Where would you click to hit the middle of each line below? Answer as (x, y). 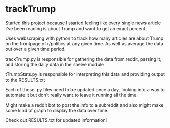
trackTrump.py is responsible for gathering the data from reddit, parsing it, (83, 59)
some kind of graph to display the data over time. (57, 110)
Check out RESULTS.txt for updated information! (56, 120)
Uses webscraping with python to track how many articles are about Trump (84, 38)
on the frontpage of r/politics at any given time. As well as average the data (84, 43)
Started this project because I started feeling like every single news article (83, 23)
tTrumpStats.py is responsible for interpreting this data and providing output (85, 74)
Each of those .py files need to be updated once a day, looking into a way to (85, 89)
